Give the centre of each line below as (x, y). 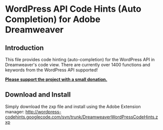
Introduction (25, 48)
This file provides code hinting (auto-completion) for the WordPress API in (80, 59)
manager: (15, 111)
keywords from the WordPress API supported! (52, 70)
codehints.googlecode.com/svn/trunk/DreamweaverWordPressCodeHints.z (81, 117)
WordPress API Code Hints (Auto (73, 9)
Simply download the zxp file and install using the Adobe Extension (73, 107)
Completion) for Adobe (53, 19)
